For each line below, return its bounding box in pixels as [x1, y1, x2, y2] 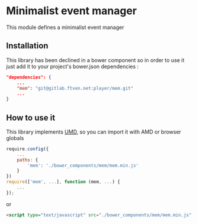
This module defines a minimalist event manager [6, 24, 124, 31]
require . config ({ [6, 146, 49, 152]
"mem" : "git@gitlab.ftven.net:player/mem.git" [17, 85, 134, 91]
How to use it [6, 112, 56, 122]
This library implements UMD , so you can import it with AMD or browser [6, 128, 182, 135]
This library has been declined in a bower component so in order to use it [6, 56, 185, 63]
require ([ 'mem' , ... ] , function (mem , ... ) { [6, 179, 120, 185]
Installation [6, 41, 49, 51]
